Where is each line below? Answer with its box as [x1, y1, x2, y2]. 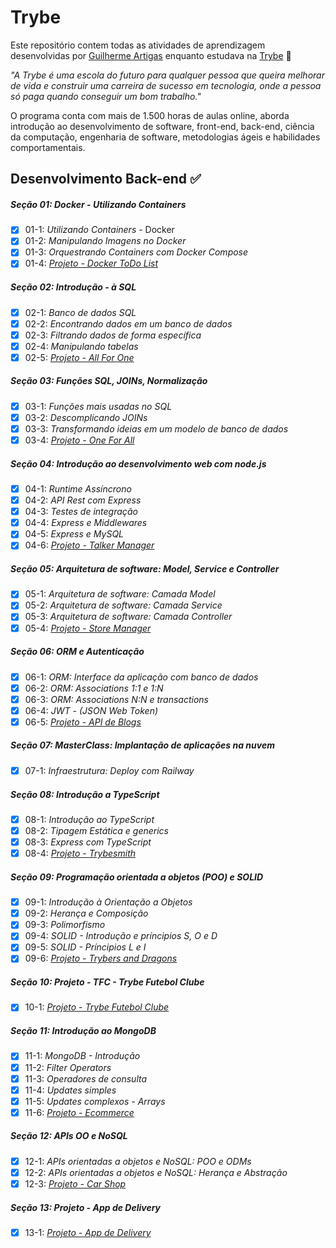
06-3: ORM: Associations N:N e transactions [24, 693, 209, 705]
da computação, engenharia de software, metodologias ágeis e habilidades [10, 131, 321, 143]
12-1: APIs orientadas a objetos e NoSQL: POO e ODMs [24, 1155, 252, 1167]
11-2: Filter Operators [24, 1061, 112, 1073]
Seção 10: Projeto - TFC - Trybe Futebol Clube [10, 976, 205, 988]
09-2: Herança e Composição [24, 907, 149, 920]
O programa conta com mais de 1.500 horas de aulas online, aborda [10, 109, 290, 121]
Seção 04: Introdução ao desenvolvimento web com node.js [10, 457, 267, 470]
